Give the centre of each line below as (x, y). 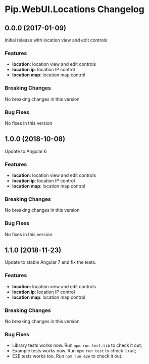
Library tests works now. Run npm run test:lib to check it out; (77, 345)
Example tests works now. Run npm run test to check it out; (74, 351)
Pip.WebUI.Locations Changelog (74, 9)
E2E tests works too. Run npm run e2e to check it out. (67, 356)
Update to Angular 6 (26, 151)
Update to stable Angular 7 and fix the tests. (51, 262)
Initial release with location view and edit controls (56, 40)
